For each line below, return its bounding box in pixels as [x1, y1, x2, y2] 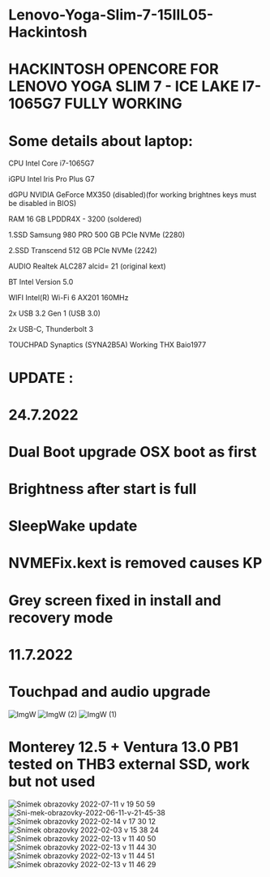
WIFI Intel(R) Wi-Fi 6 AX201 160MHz [8, 293, 129, 303]
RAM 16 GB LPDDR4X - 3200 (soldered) [8, 214, 142, 224]
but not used [8, 772, 96, 790]
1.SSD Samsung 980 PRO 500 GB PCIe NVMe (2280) [8, 230, 186, 240]
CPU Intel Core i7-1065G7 [8, 158, 95, 168]
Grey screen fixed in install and [8, 591, 221, 609]
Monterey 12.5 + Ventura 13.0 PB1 [8, 737, 239, 756]
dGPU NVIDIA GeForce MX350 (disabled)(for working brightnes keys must [8, 190, 257, 200]
